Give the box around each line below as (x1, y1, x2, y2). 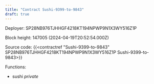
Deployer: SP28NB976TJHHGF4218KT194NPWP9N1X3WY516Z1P (5, 25, 137, 31)
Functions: (5, 64, 26, 70)
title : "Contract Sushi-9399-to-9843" (5, 7, 84, 12)
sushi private (12, 73, 39, 79)
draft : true (5, 12, 29, 17)
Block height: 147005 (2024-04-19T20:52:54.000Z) (5, 35, 109, 41)
